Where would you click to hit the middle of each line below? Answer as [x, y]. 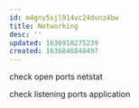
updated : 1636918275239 [54, 43]
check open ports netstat [56, 76]
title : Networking [44, 26]
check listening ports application [70, 94]
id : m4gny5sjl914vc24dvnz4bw [64, 18]
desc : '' [26, 34]
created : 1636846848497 [54, 51]
